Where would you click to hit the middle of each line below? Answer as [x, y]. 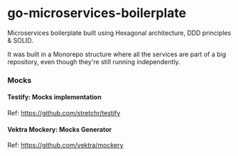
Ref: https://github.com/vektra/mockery [65, 145]
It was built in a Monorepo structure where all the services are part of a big [117, 54]
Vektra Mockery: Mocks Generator [60, 129]
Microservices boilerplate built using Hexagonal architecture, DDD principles [119, 33]
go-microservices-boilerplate [97, 13]
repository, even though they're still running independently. [94, 61]
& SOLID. [20, 40]
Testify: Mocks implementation [54, 97]
